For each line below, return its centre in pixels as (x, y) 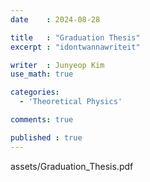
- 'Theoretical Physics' (71, 102)
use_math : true (42, 74)
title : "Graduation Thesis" (75, 37)
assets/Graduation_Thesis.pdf (72, 166)
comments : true (42, 120)
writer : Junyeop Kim (57, 65)
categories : (35, 92)
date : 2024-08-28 (55, 19)
